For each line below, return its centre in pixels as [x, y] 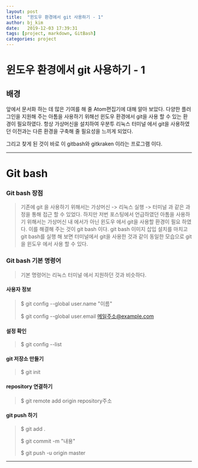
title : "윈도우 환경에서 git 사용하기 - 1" [55, 17]
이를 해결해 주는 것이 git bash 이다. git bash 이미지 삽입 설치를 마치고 [108, 229]
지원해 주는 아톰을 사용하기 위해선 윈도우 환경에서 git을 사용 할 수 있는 [101, 116]
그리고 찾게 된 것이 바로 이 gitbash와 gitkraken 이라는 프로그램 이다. [84, 144]
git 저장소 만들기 [25, 359]
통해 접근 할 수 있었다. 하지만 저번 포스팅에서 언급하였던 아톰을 [103, 214]
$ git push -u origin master [53, 453]
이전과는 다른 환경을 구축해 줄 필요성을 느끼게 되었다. [73, 131]
